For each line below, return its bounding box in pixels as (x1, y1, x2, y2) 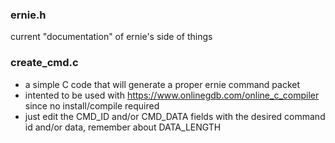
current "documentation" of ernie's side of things (10, 31, 213, 43)
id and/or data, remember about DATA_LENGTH (24, 121, 222, 133)
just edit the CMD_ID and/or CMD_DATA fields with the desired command (24, 110, 326, 122)
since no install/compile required (24, 99, 160, 112)
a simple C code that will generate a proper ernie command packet (24, 78, 300, 90)
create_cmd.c (10, 56, 79, 70)
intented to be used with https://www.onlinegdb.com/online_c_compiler (24, 89, 320, 101)
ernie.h (10, 8, 47, 22)
